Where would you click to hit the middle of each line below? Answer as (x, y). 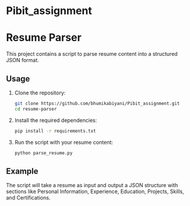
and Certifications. (28, 198)
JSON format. (23, 60)
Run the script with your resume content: (64, 142)
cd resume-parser (36, 109)
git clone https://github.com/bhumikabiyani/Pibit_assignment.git (97, 103)
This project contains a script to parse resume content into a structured (92, 54)
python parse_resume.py (44, 153)
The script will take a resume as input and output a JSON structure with (92, 185)
